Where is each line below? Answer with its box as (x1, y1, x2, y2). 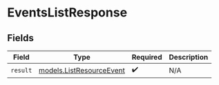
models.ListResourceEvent (39, 65, 126, 75)
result (10, 66, 32, 74)
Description (169, 53, 209, 62)
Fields (7, 32, 35, 44)
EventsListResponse (7, 5, 128, 21)
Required (131, 53, 162, 62)
